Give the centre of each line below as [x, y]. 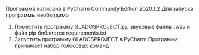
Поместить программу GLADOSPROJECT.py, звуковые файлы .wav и [102, 27]
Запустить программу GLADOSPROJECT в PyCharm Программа [96, 39]
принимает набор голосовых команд [62, 45]
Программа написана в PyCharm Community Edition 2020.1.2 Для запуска [99, 9]
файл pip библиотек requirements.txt [60, 33]
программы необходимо [37, 15]
